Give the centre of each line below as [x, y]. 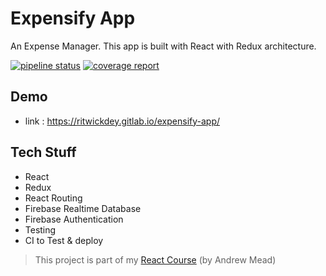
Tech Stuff [43, 152]
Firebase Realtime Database [83, 208]
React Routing [53, 198]
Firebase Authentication [74, 219]
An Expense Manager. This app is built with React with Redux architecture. [163, 46]
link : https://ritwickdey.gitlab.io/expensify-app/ [122, 121]
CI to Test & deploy [64, 240]
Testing [40, 229]
